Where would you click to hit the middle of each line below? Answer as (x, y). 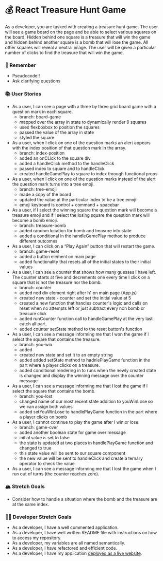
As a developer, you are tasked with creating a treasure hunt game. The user (81, 27)
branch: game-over (39, 427)
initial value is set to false (44, 437)
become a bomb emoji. (35, 220)
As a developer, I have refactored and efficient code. (65, 548)
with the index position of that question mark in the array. (69, 148)
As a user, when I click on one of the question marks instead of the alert (84, 179)
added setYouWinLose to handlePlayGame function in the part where (88, 411)
